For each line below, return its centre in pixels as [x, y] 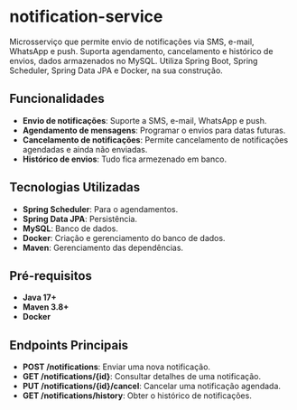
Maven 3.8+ [46, 307]
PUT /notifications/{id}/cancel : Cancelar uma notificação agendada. [152, 387]
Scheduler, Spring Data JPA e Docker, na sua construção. [116, 70]
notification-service [86, 17]
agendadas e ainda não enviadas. [85, 149]
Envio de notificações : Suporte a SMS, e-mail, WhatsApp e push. [144, 120]
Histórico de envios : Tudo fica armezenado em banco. [125, 159]
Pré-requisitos [51, 276]
